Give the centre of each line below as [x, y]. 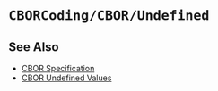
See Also [34, 47]
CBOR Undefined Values [66, 78]
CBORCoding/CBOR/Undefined [109, 16]
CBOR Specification [58, 68]
